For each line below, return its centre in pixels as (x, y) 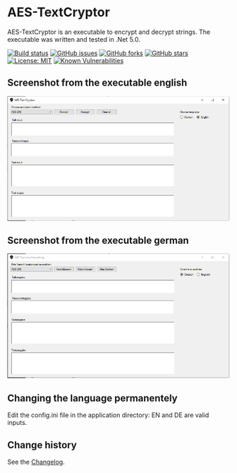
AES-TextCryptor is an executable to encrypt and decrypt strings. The (109, 32)
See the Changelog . (36, 462)
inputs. (17, 423)
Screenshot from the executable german (98, 240)
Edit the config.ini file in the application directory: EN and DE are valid (108, 415)
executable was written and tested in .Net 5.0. (74, 39)
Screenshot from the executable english (97, 83)
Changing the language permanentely (92, 398)
